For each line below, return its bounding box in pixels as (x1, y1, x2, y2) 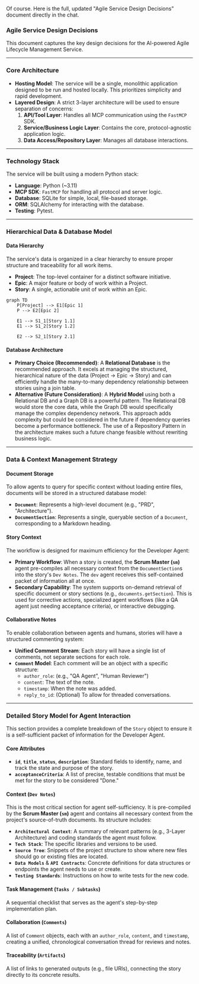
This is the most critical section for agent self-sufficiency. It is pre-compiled (6, 804, 191, 811)
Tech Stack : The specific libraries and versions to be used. (14, 840, 158, 847)
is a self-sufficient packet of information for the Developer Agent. (6, 731, 166, 738)
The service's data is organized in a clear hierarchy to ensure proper (6, 255, 174, 263)
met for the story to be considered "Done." (14, 777, 119, 784)
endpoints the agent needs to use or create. (14, 866, 123, 873)
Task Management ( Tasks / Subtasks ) (6, 885, 101, 893)
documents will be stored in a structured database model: (6, 490, 147, 497)
